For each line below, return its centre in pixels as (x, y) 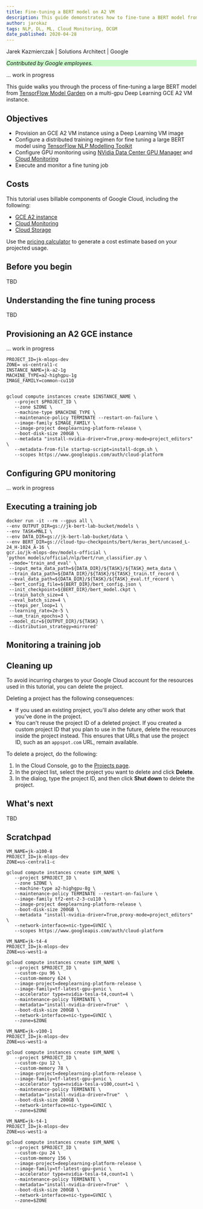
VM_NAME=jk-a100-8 (29, 851)
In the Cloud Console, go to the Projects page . (72, 766)
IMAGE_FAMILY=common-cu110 (40, 381)
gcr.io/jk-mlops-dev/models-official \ (56, 553)
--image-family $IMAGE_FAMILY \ (55, 423)
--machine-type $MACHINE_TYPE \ (55, 413)
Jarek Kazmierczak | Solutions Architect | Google (67, 51)
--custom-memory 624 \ (43, 978)
